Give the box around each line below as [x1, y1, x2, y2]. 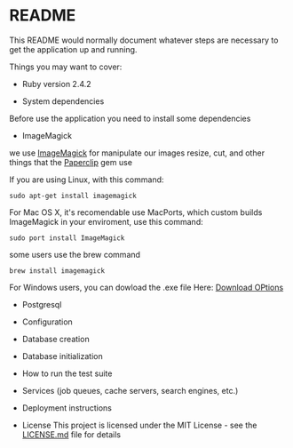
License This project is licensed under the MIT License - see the [21, 420, 257, 430]
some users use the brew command [9, 249, 140, 260]
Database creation [21, 333, 91, 344]
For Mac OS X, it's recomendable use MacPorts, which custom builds [9, 206, 263, 218]
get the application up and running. [9, 44, 138, 54]
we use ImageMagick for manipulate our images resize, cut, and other [9, 148, 265, 158]
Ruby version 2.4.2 [21, 78, 91, 89]
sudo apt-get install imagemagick [9, 191, 138, 200]
